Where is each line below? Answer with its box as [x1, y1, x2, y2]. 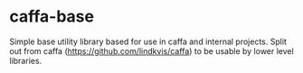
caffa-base [9, 6, 95, 27]
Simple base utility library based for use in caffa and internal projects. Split [9, 36, 288, 47]
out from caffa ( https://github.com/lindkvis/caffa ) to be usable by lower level [9, 45, 294, 56]
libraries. [9, 55, 43, 66]
